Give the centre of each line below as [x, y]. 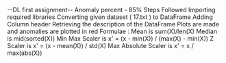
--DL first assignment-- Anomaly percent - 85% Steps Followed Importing [111, 10]
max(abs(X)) [25, 53]
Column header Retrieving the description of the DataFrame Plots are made [113, 24]
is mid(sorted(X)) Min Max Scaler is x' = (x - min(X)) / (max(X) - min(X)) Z [111, 39]
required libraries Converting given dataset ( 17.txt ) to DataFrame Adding [110, 17]
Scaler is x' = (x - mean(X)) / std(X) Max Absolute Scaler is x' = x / [100, 46]
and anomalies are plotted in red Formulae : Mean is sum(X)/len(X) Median [112, 31]
